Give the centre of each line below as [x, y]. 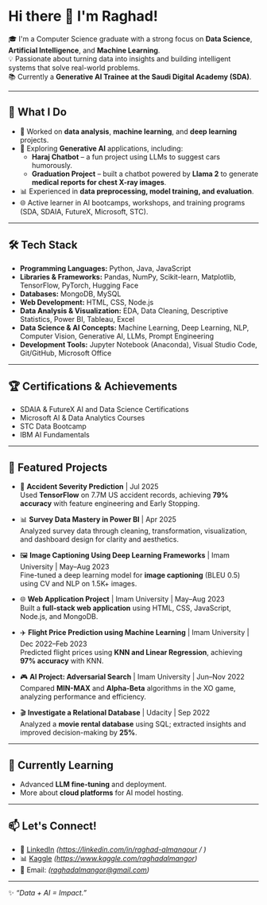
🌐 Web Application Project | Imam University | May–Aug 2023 [122, 599]
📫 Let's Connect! [52, 827]
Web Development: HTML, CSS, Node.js [87, 302]
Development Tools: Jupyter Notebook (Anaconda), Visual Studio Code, [139, 344]
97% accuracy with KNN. [62, 661]
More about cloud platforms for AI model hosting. [102, 793]
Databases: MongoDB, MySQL [70, 293]
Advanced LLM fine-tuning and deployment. [93, 784]
